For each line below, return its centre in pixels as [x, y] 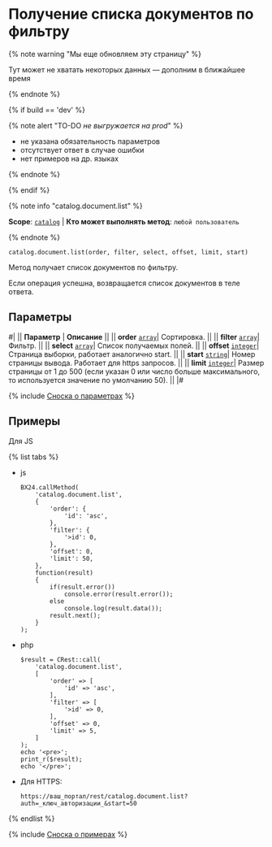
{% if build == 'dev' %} [47, 110]
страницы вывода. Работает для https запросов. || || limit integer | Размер [136, 363]
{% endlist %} [32, 819]
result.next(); [76, 615]
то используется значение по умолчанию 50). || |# [96, 380]
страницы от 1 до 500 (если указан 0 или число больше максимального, [134, 371]
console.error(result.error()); [119, 594]
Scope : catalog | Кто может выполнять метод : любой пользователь [124, 221]
